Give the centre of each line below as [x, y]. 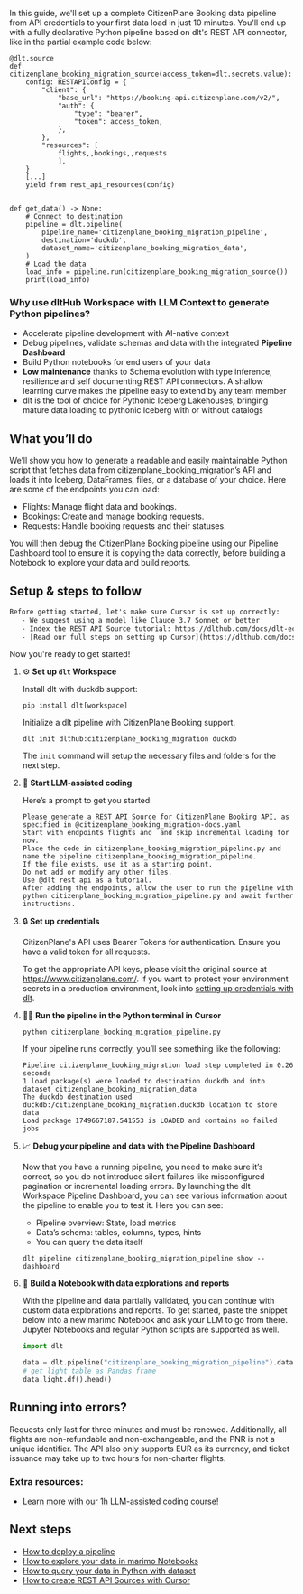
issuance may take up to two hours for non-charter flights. [118, 1458]
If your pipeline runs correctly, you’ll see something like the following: [151, 1049]
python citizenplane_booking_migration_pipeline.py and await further [158, 896]
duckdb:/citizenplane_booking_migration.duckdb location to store [150, 1105]
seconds [37, 1074]
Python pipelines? [50, 314]
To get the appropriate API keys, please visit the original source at [145, 970]
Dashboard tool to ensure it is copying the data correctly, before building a [147, 553]
